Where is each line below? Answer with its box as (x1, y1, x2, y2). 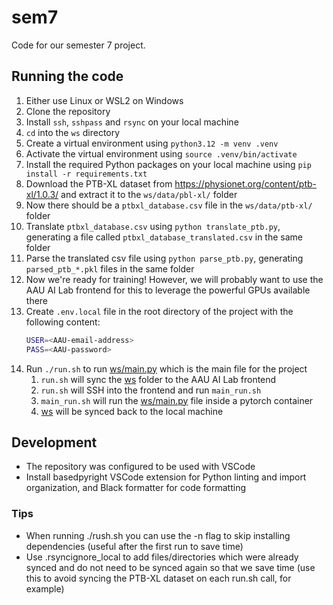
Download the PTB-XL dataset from (25, 177, 173, 190)
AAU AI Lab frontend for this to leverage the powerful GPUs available (25, 284, 311, 296)
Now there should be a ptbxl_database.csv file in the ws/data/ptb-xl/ (25, 199, 313, 211)
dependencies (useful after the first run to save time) (25, 540, 244, 552)
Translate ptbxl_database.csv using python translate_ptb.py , (25, 220, 281, 232)
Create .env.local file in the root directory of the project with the (25, 305, 294, 317)
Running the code (11, 68, 124, 85)
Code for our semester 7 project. (11, 39, 146, 51)
